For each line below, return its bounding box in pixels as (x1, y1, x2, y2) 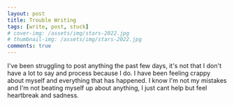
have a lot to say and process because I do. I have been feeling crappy (7, 69, 211, 77)
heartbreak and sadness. (7, 91, 79, 99)
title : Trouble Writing (7, 17, 77, 24)
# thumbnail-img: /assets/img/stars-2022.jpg (7, 36, 142, 43)
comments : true (7, 42, 52, 49)
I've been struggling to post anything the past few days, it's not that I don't (7, 62, 222, 70)
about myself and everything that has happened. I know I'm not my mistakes (7, 76, 227, 84)
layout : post (7, 10, 45, 17)
